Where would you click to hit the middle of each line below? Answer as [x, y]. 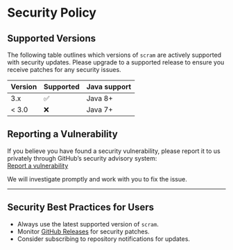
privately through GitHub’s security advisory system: [82, 158]
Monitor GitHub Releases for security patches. [84, 231]
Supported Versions [51, 38]
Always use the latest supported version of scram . [88, 224]
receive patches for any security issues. [64, 70]
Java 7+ [100, 110]
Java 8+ [100, 98]
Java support [109, 87]
